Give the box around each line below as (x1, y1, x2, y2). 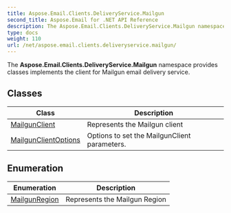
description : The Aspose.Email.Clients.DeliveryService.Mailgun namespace (7, 23, 226, 29)
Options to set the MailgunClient (87, 131, 191, 140)
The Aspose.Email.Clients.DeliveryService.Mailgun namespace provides (7, 61, 218, 68)
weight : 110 (7, 36, 41, 42)
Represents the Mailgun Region (65, 195, 167, 204)
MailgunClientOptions (10, 135, 80, 145)
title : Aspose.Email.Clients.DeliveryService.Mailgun (7, 10, 165, 17)
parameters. (87, 139, 126, 149)
